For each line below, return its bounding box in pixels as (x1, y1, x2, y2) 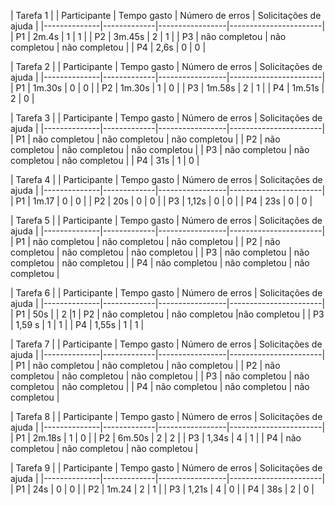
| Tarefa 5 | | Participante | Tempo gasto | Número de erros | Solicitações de (10, 215, 323, 226)
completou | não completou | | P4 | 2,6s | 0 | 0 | (10, 41, 207, 53)
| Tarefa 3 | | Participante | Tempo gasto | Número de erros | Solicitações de (10, 112, 323, 124)
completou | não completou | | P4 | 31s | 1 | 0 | (10, 155, 200, 166)
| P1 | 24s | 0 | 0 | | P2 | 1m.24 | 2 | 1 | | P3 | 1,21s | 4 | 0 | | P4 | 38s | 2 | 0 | (10, 483, 315, 495)
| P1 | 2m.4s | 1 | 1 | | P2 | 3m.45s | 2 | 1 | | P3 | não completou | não (10, 31, 287, 42)
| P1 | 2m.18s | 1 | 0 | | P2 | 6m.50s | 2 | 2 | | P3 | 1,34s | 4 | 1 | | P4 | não (10, 432, 302, 444)
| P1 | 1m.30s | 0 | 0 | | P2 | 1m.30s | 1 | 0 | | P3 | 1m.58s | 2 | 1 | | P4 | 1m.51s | (10, 82, 325, 94)
